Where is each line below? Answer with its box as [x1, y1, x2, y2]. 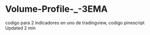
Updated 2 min [5, 25, 36, 31]
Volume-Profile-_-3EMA [5, 3, 108, 15]
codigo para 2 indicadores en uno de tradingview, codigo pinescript [5, 20, 145, 26]
